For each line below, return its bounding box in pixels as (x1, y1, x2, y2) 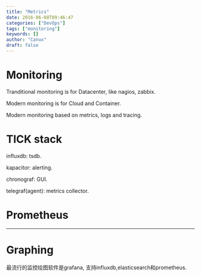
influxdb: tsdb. (6, 152, 42, 159)
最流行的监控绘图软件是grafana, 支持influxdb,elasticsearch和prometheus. (6, 264, 187, 271)
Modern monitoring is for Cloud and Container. (6, 100, 121, 107)
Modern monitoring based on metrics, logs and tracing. (6, 111, 142, 118)
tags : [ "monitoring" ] (6, 25, 60, 32)
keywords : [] (6, 31, 39, 37)
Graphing (6, 243, 54, 257)
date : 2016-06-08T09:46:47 (6, 14, 74, 20)
